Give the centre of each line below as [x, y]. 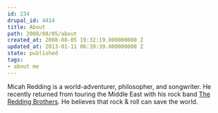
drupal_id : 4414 [31, 20]
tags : [15, 60]
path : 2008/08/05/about [42, 34]
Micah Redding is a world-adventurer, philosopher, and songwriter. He [109, 86]
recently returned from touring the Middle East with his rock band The [109, 94]
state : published [33, 54]
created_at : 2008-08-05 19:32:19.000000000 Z [75, 40]
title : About [26, 27]
